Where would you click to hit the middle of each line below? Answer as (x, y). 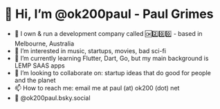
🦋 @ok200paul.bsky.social (52, 98)
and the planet (35, 80)
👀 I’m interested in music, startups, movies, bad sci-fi (90, 50)
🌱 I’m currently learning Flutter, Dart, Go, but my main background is (111, 58)
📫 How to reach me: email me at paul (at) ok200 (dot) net (97, 88)
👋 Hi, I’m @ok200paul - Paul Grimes (109, 14)
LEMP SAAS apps (39, 66)
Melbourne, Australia (44, 43)
